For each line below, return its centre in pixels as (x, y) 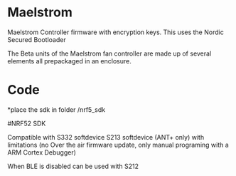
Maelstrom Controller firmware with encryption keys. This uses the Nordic (116, 32)
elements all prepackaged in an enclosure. (69, 61)
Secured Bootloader (37, 39)
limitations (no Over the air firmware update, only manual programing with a (118, 145)
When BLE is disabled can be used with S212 (73, 166)
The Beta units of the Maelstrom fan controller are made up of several (109, 53)
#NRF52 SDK (27, 123)
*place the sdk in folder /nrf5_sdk (56, 109)
